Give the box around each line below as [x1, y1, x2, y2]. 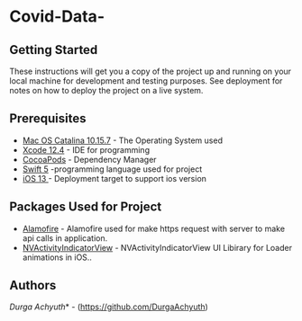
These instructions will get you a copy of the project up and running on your [9, 66, 291, 76]
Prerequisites [9, 111, 87, 127]
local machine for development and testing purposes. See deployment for [9, 76, 283, 86]
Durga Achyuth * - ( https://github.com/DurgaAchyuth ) [9, 301, 209, 312]
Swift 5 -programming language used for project [22, 164, 203, 174]
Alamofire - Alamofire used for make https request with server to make [22, 223, 286, 234]
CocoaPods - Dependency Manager [22, 154, 157, 165]
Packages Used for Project [9, 200, 162, 215]
